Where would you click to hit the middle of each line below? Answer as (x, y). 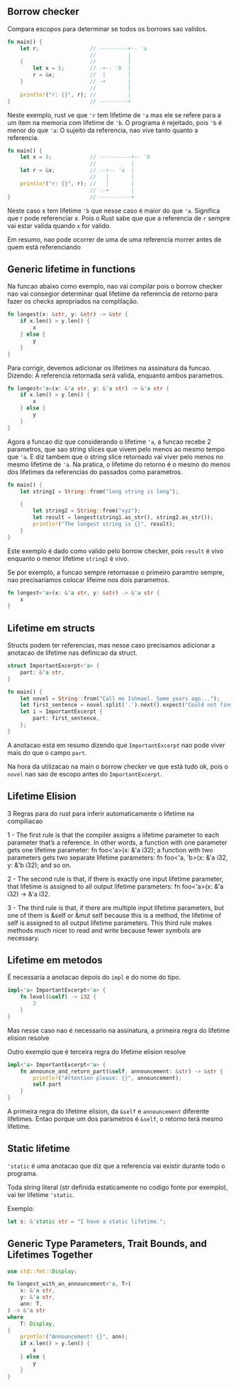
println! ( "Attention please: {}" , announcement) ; (107, 1078)
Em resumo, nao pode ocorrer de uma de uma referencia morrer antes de (114, 239)
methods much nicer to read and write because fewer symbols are (104, 930)
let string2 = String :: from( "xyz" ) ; (87, 511)
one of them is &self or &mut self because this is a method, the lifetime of (114, 915)
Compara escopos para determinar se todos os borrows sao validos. (107, 28)
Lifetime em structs (51, 628)
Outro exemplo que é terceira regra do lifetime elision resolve (97, 1051)
